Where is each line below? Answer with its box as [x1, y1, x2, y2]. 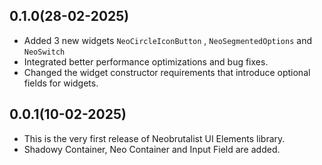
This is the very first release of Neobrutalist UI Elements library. [23, 132, 286, 144]
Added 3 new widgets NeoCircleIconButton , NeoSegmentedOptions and [23, 34, 313, 46]
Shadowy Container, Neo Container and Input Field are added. [23, 143, 281, 155]
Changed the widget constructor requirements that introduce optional [23, 66, 311, 78]
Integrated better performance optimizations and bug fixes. [23, 55, 269, 68]
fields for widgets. [23, 77, 99, 89]
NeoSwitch [23, 47, 66, 57]
